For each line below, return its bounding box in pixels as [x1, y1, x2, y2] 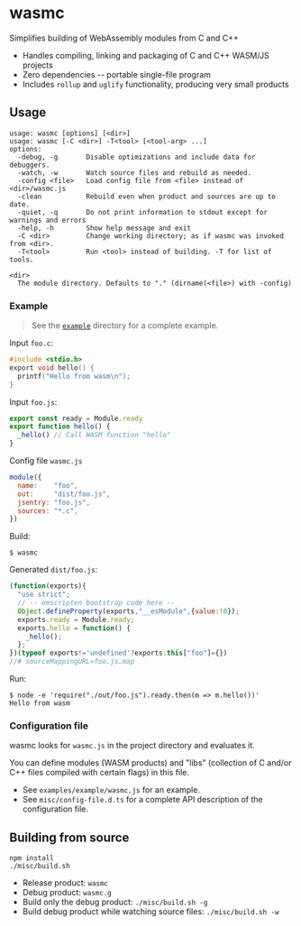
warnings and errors [9, 215, 87, 225]
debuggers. [9, 160, 50, 170]
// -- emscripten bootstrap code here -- [17, 599, 176, 608]
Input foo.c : [9, 337, 54, 349]
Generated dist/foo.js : [9, 564, 98, 575]
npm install [9, 854, 54, 863]
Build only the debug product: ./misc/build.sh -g [22, 896, 208, 908]
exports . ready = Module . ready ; [17, 615, 135, 624]
